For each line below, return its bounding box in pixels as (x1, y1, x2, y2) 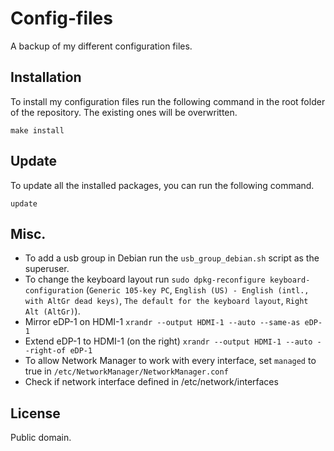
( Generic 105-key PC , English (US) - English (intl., (85, 284, 310, 296)
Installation (10, 69, 82, 86)
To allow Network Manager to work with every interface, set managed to (24, 355, 317, 367)
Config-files (10, 7, 113, 30)
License (10, 405, 61, 422)
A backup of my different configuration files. (10, 40, 193, 52)
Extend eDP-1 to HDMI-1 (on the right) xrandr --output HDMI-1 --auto (24, 335, 313, 347)
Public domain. (10, 432, 72, 444)
